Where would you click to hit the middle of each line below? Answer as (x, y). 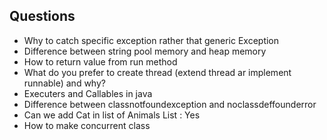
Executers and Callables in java (88, 93)
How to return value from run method (100, 61)
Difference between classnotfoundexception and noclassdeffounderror (170, 104)
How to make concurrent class (87, 125)
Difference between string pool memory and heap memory (145, 51)
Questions (42, 16)
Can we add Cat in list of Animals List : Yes (112, 115)
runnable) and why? (64, 83)
